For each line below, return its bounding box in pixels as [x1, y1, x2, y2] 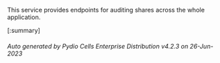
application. [7, 13, 41, 21]
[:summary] [7, 27, 40, 34]
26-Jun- [189, 42, 214, 50]
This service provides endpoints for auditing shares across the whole [7, 6, 205, 14]
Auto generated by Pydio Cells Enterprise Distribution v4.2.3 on [7, 42, 189, 50]
